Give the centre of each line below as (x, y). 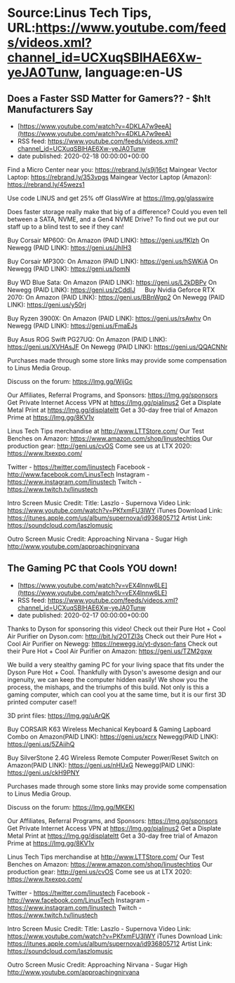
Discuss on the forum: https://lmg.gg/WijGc (70, 381)
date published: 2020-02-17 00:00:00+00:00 (83, 615)
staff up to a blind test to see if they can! (66, 227)
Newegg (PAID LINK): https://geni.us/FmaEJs (73, 326)
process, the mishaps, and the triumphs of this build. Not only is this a (108, 687)
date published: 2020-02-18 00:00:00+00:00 (83, 156)
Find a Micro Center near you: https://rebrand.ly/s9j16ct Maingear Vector (112, 169)
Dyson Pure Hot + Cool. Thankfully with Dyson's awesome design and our (114, 672)
